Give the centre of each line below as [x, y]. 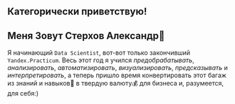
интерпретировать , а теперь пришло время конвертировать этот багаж [117, 75]
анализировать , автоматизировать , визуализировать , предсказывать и [117, 68]
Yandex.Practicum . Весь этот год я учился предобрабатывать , [101, 60]
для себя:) [23, 93]
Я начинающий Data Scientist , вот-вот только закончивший [99, 53]
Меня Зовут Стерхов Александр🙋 [86, 36]
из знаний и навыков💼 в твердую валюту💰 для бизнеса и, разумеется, [116, 83]
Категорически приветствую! [77, 12]
